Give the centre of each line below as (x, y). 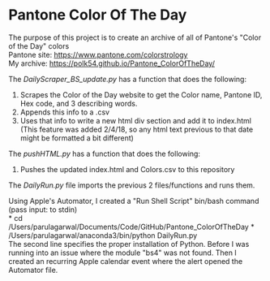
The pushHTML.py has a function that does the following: (105, 153)
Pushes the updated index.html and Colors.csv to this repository (127, 169)
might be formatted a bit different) (77, 138)
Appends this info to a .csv (65, 112)
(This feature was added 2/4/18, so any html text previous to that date (137, 129)
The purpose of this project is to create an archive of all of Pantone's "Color (135, 37)
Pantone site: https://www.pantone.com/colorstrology (98, 54)
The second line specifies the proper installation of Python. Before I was (129, 244)
